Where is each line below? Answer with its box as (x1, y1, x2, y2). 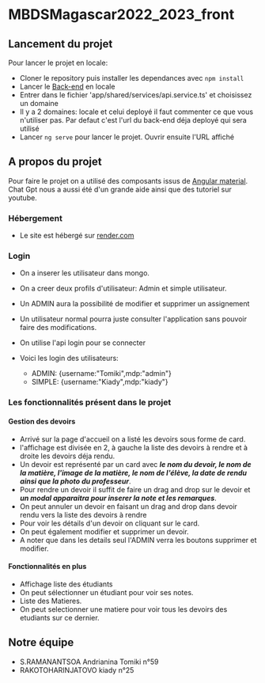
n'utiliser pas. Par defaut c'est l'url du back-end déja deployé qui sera (19, 116, 247, 124)
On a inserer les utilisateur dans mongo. (19, 268, 150, 278)
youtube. (8, 192, 37, 203)
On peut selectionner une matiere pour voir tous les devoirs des (19, 604, 228, 614)
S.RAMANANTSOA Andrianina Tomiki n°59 (19, 657, 159, 666)
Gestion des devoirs (8, 416, 76, 426)
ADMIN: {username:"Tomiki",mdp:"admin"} (31, 369, 172, 378)
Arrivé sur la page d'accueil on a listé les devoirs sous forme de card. (19, 434, 246, 444)
